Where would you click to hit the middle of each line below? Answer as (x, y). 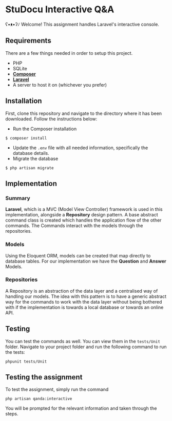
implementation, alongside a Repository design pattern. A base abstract (82, 215)
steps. (12, 414)
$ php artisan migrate (30, 168)
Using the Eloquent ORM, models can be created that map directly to (78, 255)
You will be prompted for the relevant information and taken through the (81, 408)
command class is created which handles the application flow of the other (83, 220)
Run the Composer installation (45, 129)
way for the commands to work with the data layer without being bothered (84, 302)
